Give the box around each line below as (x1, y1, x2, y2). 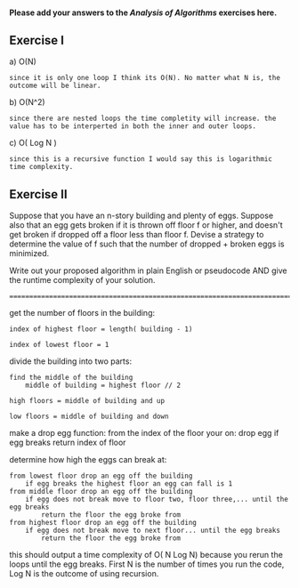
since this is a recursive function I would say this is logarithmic (9, 155, 273, 164)
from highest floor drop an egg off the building (9, 519, 198, 528)
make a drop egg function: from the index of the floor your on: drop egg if (9, 428, 279, 439)
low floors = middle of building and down (9, 412, 169, 422)
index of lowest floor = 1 (9, 341, 109, 350)
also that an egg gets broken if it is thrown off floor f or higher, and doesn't (9, 220, 283, 230)
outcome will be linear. (9, 81, 101, 91)
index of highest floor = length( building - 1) (9, 325, 193, 334)
